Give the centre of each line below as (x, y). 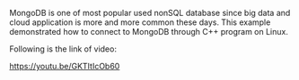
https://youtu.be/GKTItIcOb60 (65, 66)
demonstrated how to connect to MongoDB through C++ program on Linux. (149, 32)
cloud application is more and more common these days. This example (140, 22)
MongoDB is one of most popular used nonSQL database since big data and (150, 13)
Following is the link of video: (63, 49)
